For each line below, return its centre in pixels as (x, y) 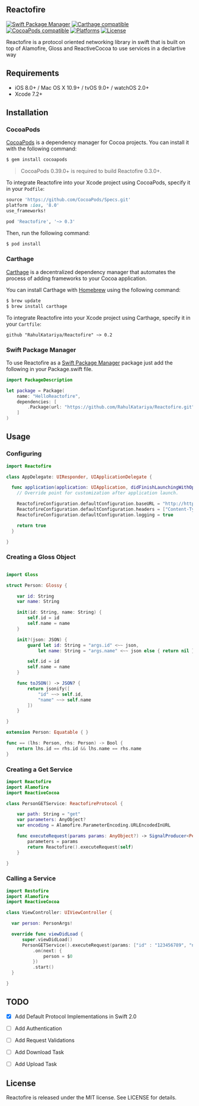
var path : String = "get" (49, 814)
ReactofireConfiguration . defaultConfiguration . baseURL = (89, 504)
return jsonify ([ (49, 689)
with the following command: (41, 149)
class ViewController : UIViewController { (59, 913)
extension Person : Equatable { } (47, 733)
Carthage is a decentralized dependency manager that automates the (91, 272)
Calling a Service (31, 878)
